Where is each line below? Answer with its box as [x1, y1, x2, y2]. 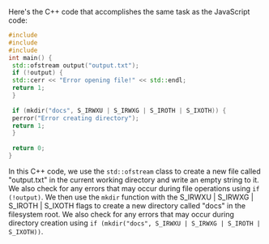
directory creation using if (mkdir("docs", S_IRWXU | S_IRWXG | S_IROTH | [8, 218, 261, 228]
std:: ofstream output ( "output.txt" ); [11, 61, 139, 70]
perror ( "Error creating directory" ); [11, 113, 139, 122]
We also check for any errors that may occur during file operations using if [8, 183, 260, 193]
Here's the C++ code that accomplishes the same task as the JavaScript [8, 7, 250, 16]
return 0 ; [11, 144, 45, 152]
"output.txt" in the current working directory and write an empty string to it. [8, 174, 259, 185]
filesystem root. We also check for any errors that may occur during [8, 209, 235, 219]
